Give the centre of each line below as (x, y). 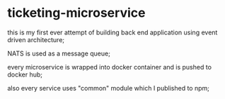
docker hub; (25, 74)
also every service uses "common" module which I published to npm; (109, 88)
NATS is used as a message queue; (59, 53)
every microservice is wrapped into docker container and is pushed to (110, 67)
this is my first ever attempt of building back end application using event (112, 32)
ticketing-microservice (76, 13)
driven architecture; (36, 39)
